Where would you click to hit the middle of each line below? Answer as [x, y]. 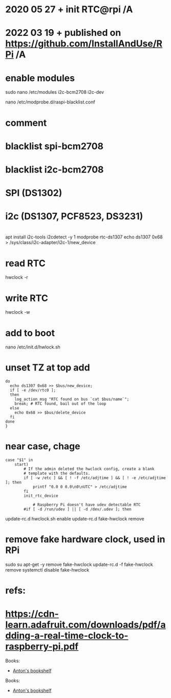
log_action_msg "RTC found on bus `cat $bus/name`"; [72, 399]
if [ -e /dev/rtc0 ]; [33, 390]
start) [22, 465]
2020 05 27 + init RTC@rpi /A [69, 9]
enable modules [40, 78]
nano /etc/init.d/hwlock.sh [33, 347]
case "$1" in [19, 460]
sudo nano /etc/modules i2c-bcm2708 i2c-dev [55, 92]
